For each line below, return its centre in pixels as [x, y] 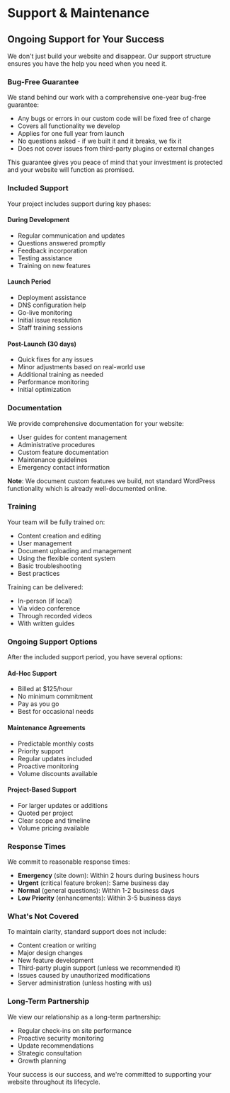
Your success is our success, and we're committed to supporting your [109, 1074]
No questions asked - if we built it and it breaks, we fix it [99, 141]
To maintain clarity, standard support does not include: [87, 932]
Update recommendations [56, 1046]
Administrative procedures [56, 444]
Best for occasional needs [56, 712]
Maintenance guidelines [52, 459]
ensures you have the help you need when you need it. [87, 64]
